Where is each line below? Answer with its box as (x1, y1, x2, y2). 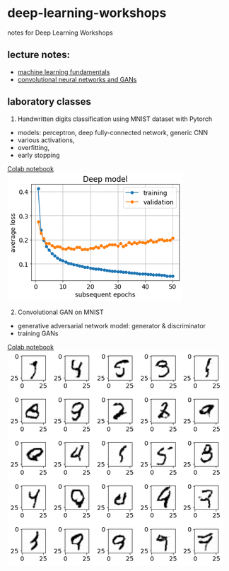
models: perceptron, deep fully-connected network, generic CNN (17, 128, 209, 137)
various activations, (17, 136, 75, 144)
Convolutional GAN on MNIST (17, 308, 104, 316)
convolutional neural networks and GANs (17, 75, 137, 83)
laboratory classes (7, 96, 92, 108)
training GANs (17, 329, 59, 338)
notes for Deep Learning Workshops (7, 28, 113, 37)
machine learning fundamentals (17, 67, 110, 76)
